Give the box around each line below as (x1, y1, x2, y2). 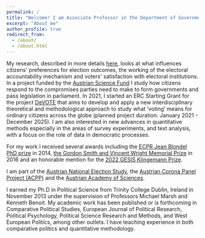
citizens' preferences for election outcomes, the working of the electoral (6, 66, 188, 73)
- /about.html (12, 43, 48, 49)
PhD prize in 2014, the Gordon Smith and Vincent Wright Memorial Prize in (6, 149, 193, 156)
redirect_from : (6, 32, 45, 38)
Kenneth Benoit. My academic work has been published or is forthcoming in (6, 199, 197, 206)
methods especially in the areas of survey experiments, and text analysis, (6, 124, 191, 132)
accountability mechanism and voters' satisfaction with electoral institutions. (6, 73, 199, 80)
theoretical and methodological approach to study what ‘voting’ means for (6, 105, 193, 112)
